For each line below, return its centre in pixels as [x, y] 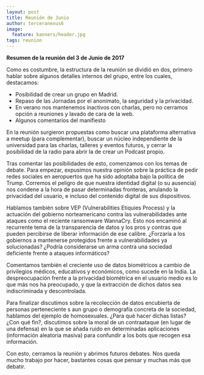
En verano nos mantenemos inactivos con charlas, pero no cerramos [101, 107]
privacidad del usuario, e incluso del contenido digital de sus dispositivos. [99, 196]
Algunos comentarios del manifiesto [60, 120]
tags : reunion [24, 40]
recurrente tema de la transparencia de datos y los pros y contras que [94, 227]
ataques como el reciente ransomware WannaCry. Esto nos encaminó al [97, 221]
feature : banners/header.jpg [49, 35]
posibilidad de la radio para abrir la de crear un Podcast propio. [86, 151]
